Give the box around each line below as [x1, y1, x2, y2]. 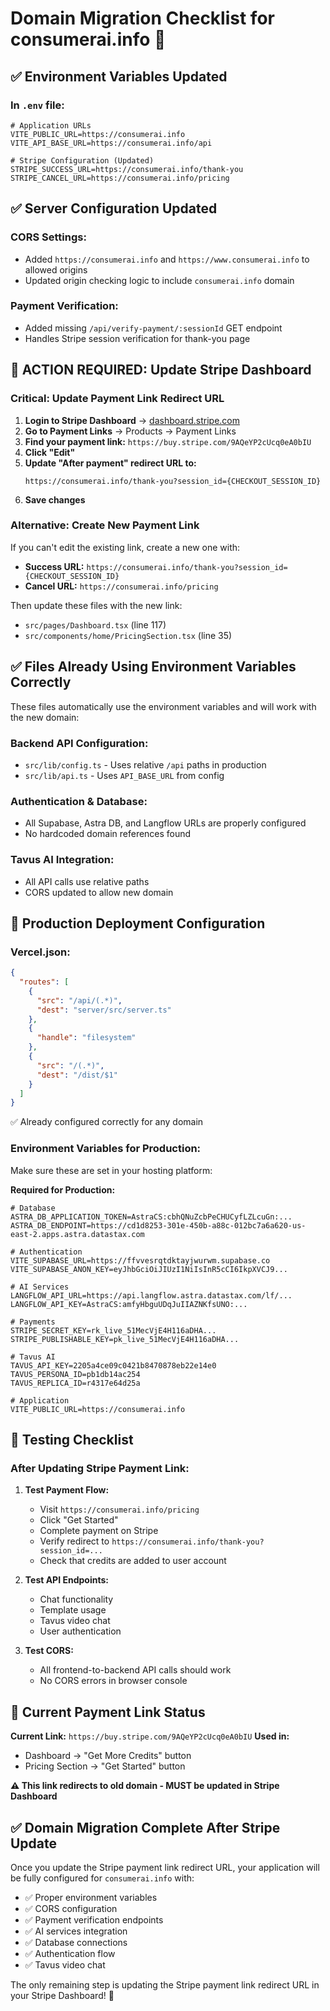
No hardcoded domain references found [24, 828, 192, 840]
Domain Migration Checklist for [10, 7, 275, 30]
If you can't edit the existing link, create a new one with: [10, 541, 241, 553]
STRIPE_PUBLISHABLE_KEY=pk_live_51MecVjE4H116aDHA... [10, 1334, 240, 1344]
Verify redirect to [39, 1535, 110, 1547]
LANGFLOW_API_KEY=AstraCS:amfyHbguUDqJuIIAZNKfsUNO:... [10, 1299, 248, 1309]
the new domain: [10, 711, 80, 723]
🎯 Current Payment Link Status [10, 1703, 206, 1721]
